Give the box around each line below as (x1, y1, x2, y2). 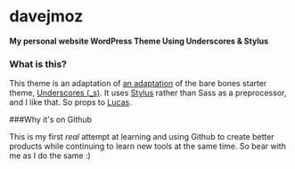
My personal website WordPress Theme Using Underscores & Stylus (9, 36, 269, 46)
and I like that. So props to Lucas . (9, 97, 132, 108)
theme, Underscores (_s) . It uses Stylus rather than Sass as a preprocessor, (9, 87, 287, 99)
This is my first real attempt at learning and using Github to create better (9, 132, 275, 142)
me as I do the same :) (9, 150, 91, 161)
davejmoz (9, 6, 84, 27)
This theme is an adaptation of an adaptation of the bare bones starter (9, 78, 267, 89)
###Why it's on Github (9, 114, 92, 125)
